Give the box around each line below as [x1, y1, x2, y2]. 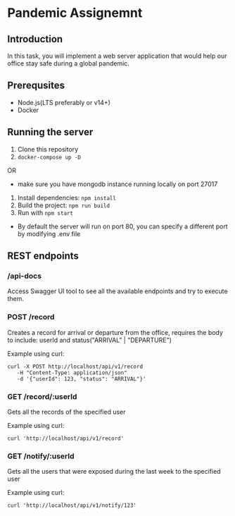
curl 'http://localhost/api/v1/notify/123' [7, 502, 137, 509]
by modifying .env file [17, 229, 81, 238]
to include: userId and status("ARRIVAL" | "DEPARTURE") [7, 336, 172, 344]
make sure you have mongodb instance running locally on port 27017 [17, 180, 218, 188]
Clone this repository [17, 145, 79, 153]
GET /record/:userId [7, 391, 77, 401]
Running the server [7, 126, 94, 138]
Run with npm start [17, 208, 74, 216]
